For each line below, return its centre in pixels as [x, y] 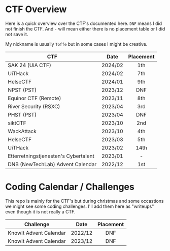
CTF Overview [36, 9]
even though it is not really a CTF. [40, 211]
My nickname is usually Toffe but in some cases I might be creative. [76, 44]
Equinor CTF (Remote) [35, 98]
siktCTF [17, 123]
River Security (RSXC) [34, 106]
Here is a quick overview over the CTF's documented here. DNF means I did [84, 23]
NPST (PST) [22, 90]
